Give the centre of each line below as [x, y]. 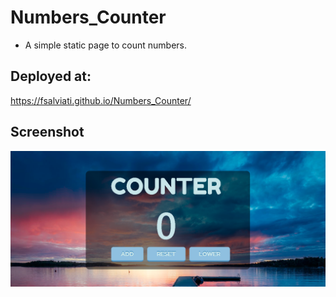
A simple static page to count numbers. [106, 45]
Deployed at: [51, 76]
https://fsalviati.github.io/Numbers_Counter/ [101, 100]
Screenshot [47, 132]
